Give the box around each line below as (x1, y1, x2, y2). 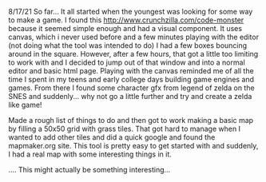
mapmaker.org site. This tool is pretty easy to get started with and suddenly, (8, 141, 259, 150)
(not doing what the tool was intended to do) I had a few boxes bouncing (8, 41, 248, 50)
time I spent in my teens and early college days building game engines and (8, 75, 254, 84)
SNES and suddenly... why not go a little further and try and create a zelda (8, 92, 252, 101)
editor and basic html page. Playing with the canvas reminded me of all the (8, 66, 254, 75)
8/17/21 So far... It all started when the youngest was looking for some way (8, 7, 253, 16)
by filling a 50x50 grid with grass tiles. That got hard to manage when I (8, 124, 241, 133)
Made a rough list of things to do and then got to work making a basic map (8, 116, 254, 125)
